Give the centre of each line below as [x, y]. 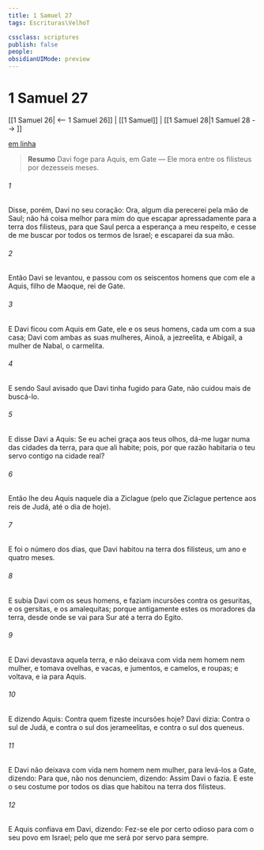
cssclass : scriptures [44, 37]
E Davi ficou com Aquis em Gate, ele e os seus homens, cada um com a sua [132, 329]
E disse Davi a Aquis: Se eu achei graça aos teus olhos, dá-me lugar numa [129, 438]
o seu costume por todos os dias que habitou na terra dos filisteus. [117, 787]
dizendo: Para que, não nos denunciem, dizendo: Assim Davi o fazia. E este [131, 778]
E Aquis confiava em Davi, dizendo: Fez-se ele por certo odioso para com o [131, 829]
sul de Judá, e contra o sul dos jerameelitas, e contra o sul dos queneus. [126, 727]
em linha [22, 144]
